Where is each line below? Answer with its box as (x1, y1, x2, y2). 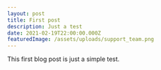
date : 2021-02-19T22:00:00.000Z (7, 29, 101, 37)
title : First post (7, 17, 61, 24)
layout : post (7, 10, 45, 17)
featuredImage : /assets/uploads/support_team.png (7, 36, 155, 43)
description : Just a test (7, 23, 82, 30)
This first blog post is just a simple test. (7, 55, 120, 63)
